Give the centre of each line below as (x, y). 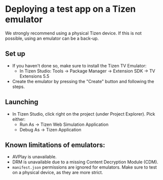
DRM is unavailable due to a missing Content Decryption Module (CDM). (85, 162)
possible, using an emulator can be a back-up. (52, 38)
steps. (18, 87)
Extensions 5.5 (34, 76)
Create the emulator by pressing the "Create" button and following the (83, 81)
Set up (15, 54)
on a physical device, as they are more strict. (57, 173)
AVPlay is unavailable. (34, 157)
